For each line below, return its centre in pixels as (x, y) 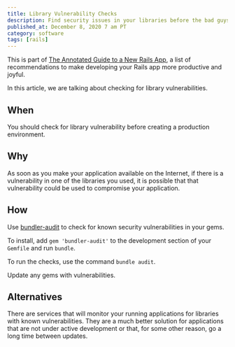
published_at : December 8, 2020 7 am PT (67, 27)
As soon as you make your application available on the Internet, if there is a (115, 173)
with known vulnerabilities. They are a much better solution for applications (115, 321)
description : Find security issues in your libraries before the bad (111, 20)
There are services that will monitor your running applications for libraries (113, 314)
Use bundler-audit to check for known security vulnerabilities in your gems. (116, 227)
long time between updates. (48, 336)
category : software (36, 33)
